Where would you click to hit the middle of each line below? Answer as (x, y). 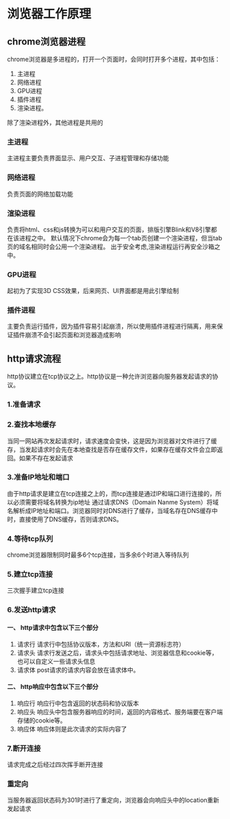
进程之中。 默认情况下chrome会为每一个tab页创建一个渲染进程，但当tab (120, 238)
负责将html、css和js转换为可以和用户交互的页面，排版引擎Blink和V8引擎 (109, 229)
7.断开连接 (24, 748)
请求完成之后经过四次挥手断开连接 (55, 765)
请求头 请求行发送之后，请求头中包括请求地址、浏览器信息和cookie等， (117, 653)
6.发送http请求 (31, 610)
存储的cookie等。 (41, 720)
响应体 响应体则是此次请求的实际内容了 (72, 729)
